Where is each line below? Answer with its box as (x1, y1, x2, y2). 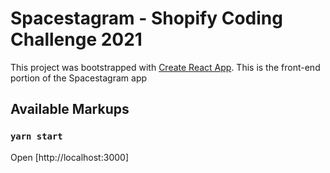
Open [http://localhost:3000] (10, 151, 129, 163)
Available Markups (10, 101, 130, 118)
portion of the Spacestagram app (10, 72, 148, 84)
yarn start (10, 131, 63, 142)
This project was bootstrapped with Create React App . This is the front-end (10, 61, 321, 73)
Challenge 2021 (10, 28, 143, 51)
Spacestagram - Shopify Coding (10, 7, 283, 30)
